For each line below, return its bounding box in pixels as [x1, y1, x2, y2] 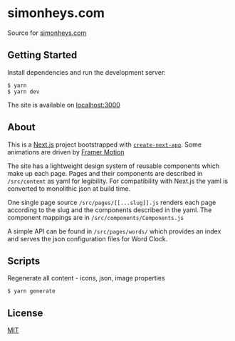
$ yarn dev [7, 88, 40, 95]
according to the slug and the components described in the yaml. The [7, 205, 212, 214]
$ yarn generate [7, 288, 56, 295]
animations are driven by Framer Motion [7, 147, 125, 156]
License [7, 307, 43, 319]
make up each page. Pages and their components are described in [7, 169, 203, 177]
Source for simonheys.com [7, 28, 87, 37]
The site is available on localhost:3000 [7, 100, 121, 109]
